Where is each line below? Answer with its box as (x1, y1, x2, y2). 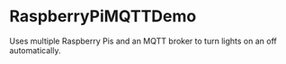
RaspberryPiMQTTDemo (9, 6, 197, 27)
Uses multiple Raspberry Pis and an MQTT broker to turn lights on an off (9, 36, 277, 46)
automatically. (9, 44, 61, 55)
